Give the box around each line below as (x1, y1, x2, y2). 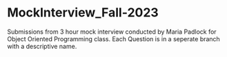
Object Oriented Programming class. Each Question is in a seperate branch (7, 34, 221, 43)
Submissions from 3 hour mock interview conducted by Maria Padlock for (7, 27, 217, 36)
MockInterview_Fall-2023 (7, 5, 159, 21)
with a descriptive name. (7, 42, 77, 50)
